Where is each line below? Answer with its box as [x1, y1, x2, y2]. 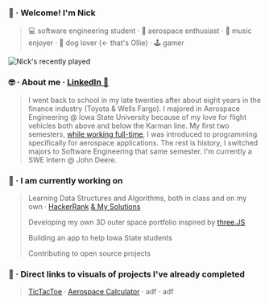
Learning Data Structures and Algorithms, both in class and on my [27, 193, 247, 203]
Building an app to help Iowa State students [27, 232, 173, 242]
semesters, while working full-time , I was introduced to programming [27, 129, 258, 139]
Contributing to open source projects [27, 249, 151, 258]
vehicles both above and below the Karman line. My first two [27, 121, 230, 130]
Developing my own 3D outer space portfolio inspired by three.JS [27, 217, 246, 227]
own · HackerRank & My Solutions [27, 201, 141, 212]
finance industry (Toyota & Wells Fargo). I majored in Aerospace [27, 104, 240, 113]
